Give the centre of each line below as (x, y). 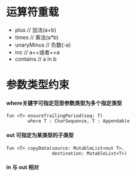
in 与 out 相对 (22, 167)
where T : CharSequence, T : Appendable (79, 121)
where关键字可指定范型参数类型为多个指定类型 (64, 103)
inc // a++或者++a (37, 52)
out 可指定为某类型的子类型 (40, 135)
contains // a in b (36, 59)
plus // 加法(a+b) (36, 30)
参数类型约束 (38, 85)
